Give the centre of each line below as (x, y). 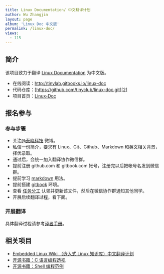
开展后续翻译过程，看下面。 (41, 197)
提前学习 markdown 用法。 (40, 178)
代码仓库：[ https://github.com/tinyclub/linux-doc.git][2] (70, 89)
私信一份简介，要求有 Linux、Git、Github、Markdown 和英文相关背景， (86, 147)
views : (12, 33)
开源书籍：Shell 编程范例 (38, 266)
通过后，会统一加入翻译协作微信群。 (50, 159)
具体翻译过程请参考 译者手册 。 (36, 223)
